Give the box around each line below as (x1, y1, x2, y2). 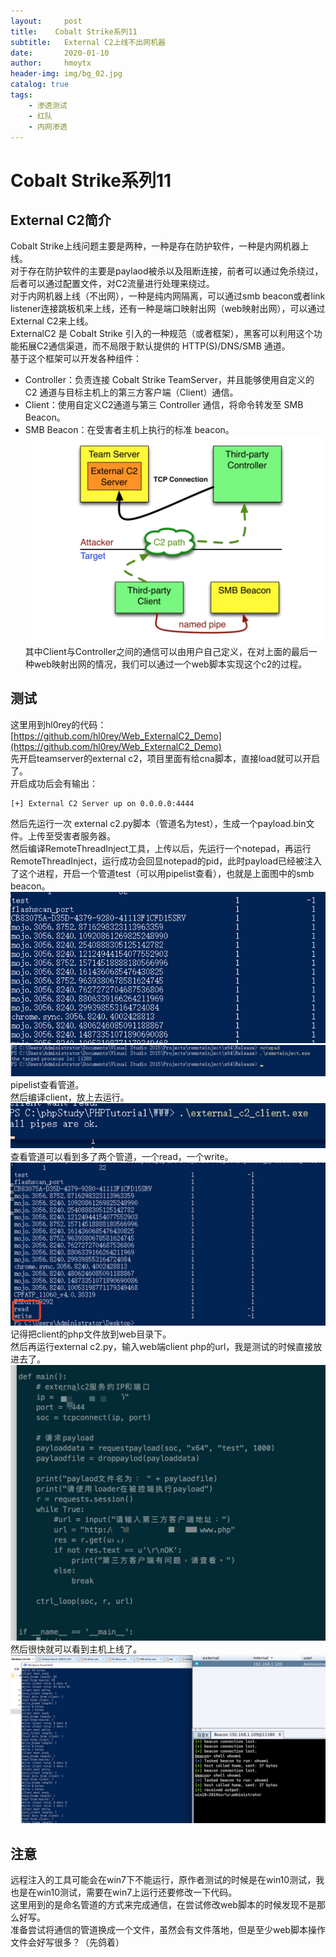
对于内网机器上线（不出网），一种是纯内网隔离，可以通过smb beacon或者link (10, 290, 326, 302)
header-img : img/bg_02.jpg (10, 69, 123, 79)
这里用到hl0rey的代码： (10, 718, 107, 730)
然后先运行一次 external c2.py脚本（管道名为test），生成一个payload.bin (10, 817, 307, 829)
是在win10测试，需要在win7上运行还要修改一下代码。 (18, 1886, 238, 1899)
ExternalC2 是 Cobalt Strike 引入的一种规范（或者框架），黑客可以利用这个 (10, 328, 314, 340)
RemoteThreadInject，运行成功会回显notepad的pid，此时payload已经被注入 (10, 855, 322, 867)
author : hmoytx (10, 58, 92, 69)
